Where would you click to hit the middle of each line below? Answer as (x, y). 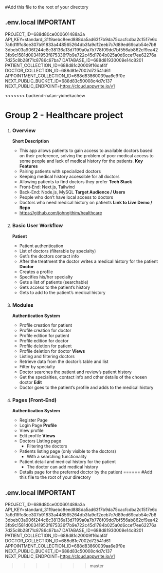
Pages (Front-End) (34, 400)
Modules (23, 305)
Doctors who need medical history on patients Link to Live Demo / (86, 203)
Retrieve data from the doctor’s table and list (64, 361)
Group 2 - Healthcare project (64, 115)
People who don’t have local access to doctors (66, 197)
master (97, 566)
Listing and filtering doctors (47, 356)
